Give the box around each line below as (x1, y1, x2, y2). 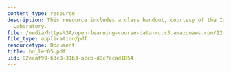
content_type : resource (7, 10, 76, 17)
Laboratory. (13, 23, 48, 29)
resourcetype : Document (7, 42, 76, 49)
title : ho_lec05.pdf (7, 49, 67, 56)
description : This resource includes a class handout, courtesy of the (7, 16, 217, 23)
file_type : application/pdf (7, 36, 88, 43)
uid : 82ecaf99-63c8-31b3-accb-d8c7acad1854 (7, 55, 134, 62)
